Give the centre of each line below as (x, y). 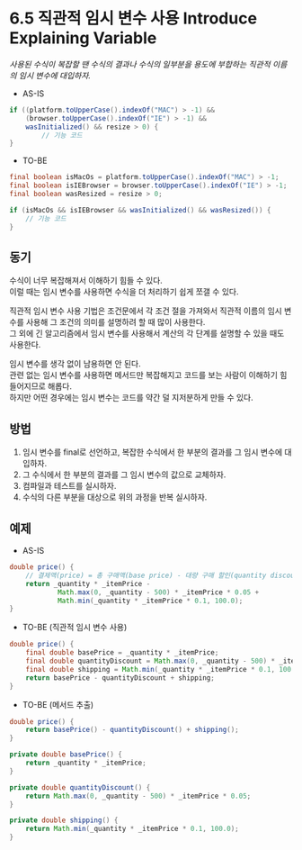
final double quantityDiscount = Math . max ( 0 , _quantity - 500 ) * (151, 661)
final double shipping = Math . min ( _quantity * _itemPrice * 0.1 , (151, 669)
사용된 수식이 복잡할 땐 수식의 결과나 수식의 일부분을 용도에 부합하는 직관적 (140, 64)
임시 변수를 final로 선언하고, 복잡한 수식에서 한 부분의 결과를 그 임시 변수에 (152, 452)
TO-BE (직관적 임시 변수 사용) (75, 628)
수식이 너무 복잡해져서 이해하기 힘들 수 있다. (86, 281)
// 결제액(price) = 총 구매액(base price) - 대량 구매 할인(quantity (146, 575)
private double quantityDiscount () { (80, 787)
